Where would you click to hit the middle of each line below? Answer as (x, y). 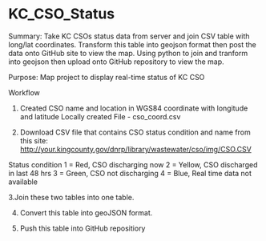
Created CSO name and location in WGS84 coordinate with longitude (134, 108)
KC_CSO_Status (62, 14)
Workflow (24, 92)
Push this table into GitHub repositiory (83, 228)
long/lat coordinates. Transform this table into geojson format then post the (132, 44)
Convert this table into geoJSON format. (86, 212)
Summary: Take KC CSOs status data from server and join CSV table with (129, 36)
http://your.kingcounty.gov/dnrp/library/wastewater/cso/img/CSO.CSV (136, 149)
